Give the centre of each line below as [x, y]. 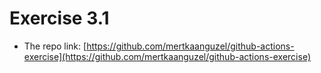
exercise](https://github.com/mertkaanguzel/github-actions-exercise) [167, 56]
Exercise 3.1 [59, 18]
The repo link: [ [55, 46]
